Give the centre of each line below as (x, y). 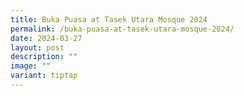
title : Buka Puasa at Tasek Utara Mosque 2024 (109, 19)
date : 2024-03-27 (46, 38)
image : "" (31, 66)
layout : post (37, 47)
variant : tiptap (44, 76)
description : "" (44, 57)
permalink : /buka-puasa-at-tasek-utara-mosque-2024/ (122, 29)
